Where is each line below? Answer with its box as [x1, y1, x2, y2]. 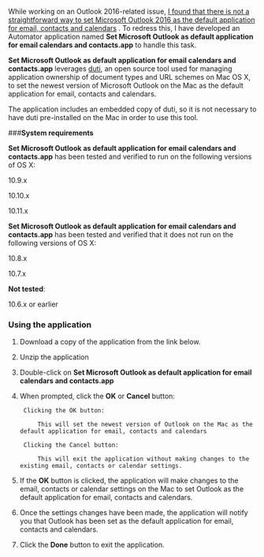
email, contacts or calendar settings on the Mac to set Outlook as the [19, 484, 244, 494]
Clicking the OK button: [23, 407, 105, 415]
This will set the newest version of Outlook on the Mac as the [37, 420, 254, 429]
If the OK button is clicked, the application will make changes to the [19, 476, 239, 485]
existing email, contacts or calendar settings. [19, 462, 183, 470]
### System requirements [8, 128, 94, 137]
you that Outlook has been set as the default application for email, [19, 517, 234, 526]
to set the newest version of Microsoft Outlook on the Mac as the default [8, 81, 244, 90]
